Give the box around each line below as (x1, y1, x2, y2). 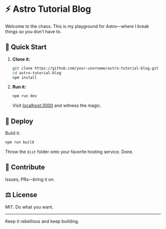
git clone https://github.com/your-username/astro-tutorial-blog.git (12, 66, 159, 71)
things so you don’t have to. (5, 28, 62, 34)
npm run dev (12, 93, 37, 99)
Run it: (12, 84, 26, 90)
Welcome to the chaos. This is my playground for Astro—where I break (5, 23, 149, 29)
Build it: (5, 130, 21, 136)
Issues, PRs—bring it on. (5, 176, 55, 182)
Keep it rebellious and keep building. (5, 218, 80, 224)
